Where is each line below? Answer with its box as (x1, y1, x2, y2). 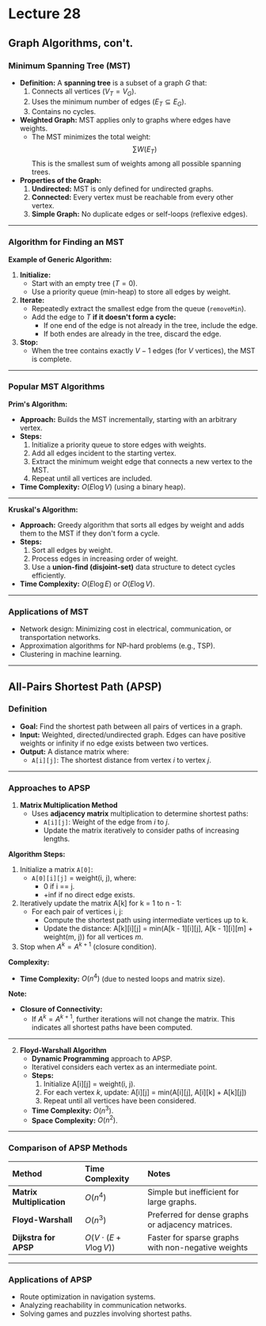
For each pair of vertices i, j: (31, 907, 123, 916)
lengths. (43, 834, 70, 844)
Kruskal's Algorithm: (8, 505, 78, 514)
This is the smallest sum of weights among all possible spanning (31, 159, 241, 169)
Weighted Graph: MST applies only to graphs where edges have (19, 116, 231, 125)
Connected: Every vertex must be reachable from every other (31, 192, 234, 202)
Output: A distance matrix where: (19, 746, 129, 756)
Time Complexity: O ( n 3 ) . (31, 1104, 114, 1115)
